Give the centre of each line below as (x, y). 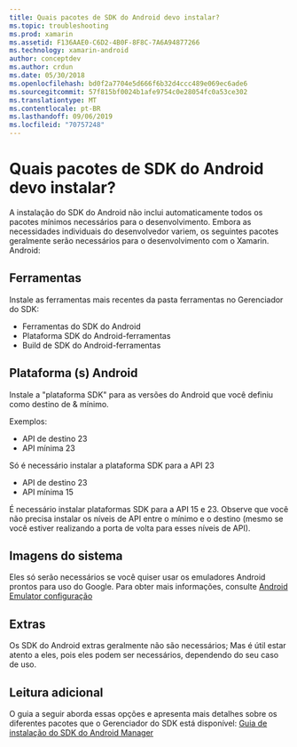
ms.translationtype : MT (53, 100)
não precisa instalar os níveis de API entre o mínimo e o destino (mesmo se (146, 518)
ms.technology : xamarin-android (69, 51)
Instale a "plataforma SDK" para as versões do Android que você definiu (141, 394)
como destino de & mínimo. (59, 404)
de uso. (23, 664)
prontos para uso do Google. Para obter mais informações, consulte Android (148, 587)
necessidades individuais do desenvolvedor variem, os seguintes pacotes (144, 231)
